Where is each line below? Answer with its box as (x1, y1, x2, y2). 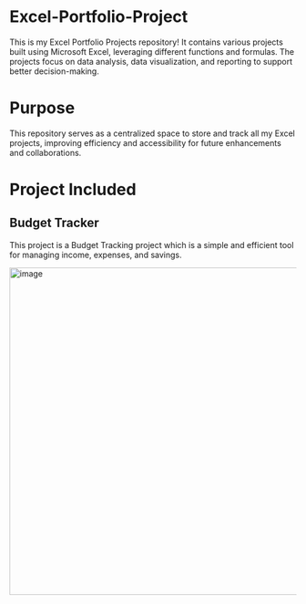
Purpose (9, 98, 76, 119)
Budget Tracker (9, 215, 100, 231)
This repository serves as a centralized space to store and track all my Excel (9, 128, 296, 139)
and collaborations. (9, 147, 82, 158)
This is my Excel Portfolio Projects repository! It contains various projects (9, 36, 284, 47)
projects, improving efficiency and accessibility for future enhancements (9, 137, 282, 148)
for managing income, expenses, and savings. (9, 249, 182, 260)
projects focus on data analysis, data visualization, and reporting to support (9, 56, 293, 67)
